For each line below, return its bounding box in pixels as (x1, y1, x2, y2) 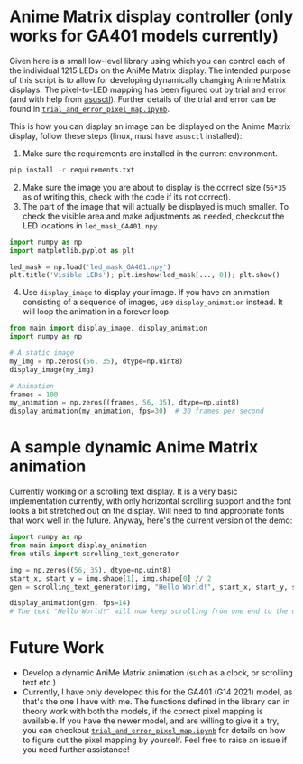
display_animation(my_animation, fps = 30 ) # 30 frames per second (9, 406, 264, 416)
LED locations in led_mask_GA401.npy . (22, 219, 161, 231)
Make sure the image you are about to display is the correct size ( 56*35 (22, 182, 287, 192)
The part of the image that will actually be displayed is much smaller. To (22, 200, 289, 211)
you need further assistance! (22, 744, 130, 755)
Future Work (9, 638, 105, 658)
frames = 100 (9, 390, 59, 399)
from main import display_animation (9, 541, 147, 550)
